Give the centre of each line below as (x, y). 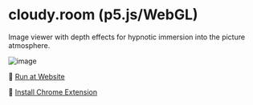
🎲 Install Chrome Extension (53, 92)
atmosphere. (29, 45)
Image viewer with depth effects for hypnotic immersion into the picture (127, 37)
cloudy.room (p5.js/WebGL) (103, 15)
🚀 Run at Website (37, 76)
